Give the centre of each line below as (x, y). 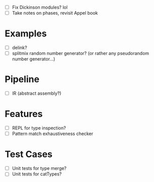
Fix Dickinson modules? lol (40, 7)
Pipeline (22, 79)
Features (24, 114)
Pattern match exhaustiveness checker (53, 134)
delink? (19, 48)
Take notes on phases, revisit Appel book (55, 13)
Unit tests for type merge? (39, 168)
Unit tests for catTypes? (37, 174)
